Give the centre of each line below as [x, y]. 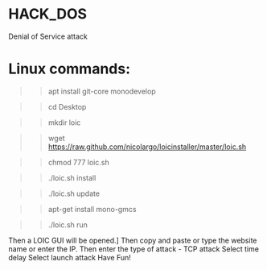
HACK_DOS [47, 14]
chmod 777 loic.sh [79, 162]
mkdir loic [64, 123]
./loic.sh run [68, 224]
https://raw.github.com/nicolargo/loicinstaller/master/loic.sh [147, 147]
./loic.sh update [74, 193]
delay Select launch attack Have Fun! [70, 257]
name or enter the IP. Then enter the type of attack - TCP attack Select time [134, 249]
